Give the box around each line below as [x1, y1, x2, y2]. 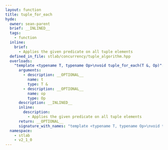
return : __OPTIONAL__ [18, 118, 64, 124]
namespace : [9, 128, 32, 133]
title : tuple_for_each [5, 12, 52, 17]
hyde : [5, 16, 16, 21]
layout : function [5, 7, 41, 12]
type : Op [27, 95, 46, 100]
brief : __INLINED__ [9, 26, 50, 31]
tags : [9, 30, 21, 35]
